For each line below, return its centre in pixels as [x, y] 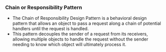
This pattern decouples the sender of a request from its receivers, [80, 34]
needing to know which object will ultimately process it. [69, 45]
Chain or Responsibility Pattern [44, 7]
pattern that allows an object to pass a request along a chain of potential [86, 23]
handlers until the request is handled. [50, 29]
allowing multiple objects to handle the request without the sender [80, 39]
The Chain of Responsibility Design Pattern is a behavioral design [80, 18]
